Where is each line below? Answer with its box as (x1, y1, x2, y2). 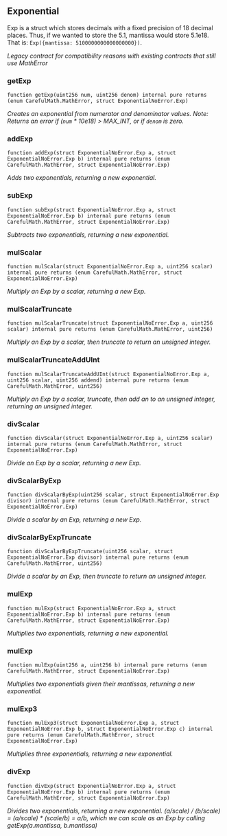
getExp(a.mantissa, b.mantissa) (7, 821, 98, 829)
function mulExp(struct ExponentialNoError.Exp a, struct (7, 605, 176, 612)
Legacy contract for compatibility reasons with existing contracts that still (7, 51, 216, 60)
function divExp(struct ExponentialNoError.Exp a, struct (7, 782, 176, 789)
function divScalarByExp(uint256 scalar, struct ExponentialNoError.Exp (7, 491, 219, 498)
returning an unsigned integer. (7, 402, 93, 410)
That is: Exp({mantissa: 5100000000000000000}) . (7, 38, 143, 47)
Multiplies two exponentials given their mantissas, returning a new (7, 680, 195, 688)
